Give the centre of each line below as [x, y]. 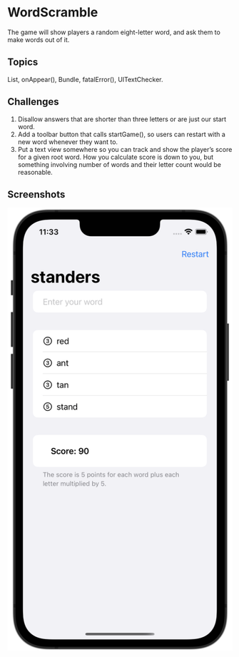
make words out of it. [39, 39]
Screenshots [36, 194]
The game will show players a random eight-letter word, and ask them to [114, 32]
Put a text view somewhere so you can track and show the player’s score [125, 149]
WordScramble [53, 12]
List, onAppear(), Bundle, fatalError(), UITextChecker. [85, 79]
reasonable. [35, 172]
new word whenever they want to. [68, 142]
